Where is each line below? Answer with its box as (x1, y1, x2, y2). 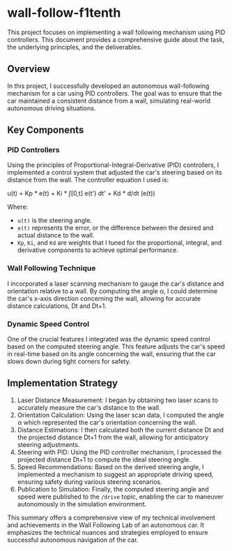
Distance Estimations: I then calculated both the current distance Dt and (17, 425, 224, 434)
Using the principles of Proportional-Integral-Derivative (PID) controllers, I (7, 161, 219, 169)
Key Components (7, 124, 84, 136)
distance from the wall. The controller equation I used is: (7, 176, 169, 184)
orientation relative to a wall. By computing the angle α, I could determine (7, 286, 218, 295)
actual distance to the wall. (17, 231, 95, 240)
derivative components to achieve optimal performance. (17, 246, 179, 254)
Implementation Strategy (7, 377, 118, 389)
